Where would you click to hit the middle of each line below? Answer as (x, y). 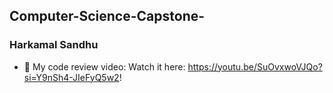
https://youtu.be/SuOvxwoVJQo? (255, 66)
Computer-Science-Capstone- (107, 16)
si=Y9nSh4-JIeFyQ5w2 (71, 77)
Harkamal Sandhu (54, 45)
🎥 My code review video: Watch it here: (104, 66)
